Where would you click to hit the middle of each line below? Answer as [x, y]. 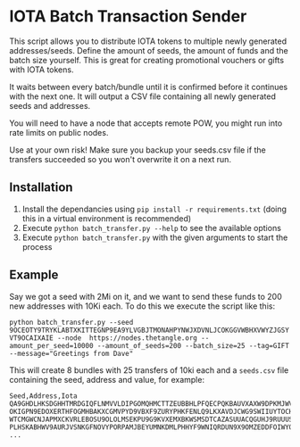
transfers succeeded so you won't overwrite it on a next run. [121, 159]
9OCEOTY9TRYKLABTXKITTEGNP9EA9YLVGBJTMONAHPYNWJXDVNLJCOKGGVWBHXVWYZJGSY [150, 330]
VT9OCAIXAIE [31, 338]
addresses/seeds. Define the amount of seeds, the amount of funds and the [149, 50]
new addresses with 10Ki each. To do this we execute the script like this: [142, 306]
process [37, 246]
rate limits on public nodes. [59, 132]
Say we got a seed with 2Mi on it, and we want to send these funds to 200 [146, 296]
